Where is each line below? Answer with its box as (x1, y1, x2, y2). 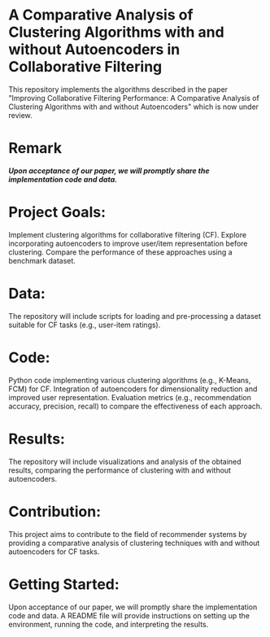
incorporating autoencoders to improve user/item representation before (8, 238, 248, 248)
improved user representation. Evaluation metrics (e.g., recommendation (8, 392, 252, 402)
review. (8, 110, 33, 120)
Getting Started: (8, 575, 120, 593)
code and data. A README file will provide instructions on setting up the (8, 610, 250, 620)
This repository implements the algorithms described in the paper (8, 84, 229, 94)
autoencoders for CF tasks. (8, 547, 100, 556)
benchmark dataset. (8, 255, 76, 265)
